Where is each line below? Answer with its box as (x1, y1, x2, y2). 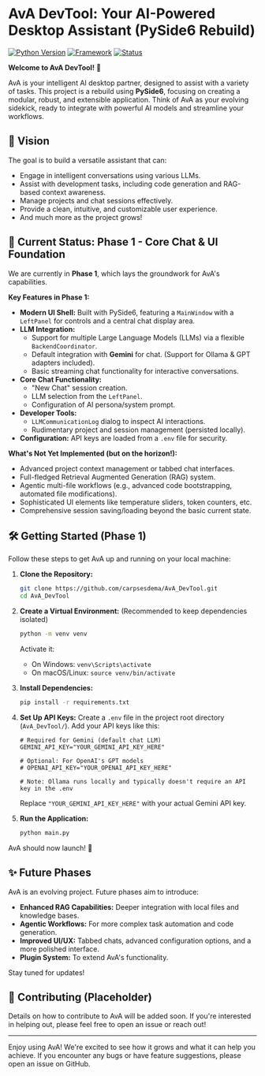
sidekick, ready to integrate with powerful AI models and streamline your (8, 103, 244, 113)
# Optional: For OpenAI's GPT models (19, 757, 144, 765)
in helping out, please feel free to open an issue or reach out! (8, 1020, 207, 1029)
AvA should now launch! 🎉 (8, 843, 93, 852)
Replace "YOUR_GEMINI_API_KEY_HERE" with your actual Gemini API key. (19, 798, 247, 808)
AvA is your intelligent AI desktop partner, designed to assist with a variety (8, 78, 249, 87)
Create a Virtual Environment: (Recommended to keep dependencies (19, 606, 248, 616)
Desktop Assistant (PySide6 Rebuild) (8, 21, 256, 39)
